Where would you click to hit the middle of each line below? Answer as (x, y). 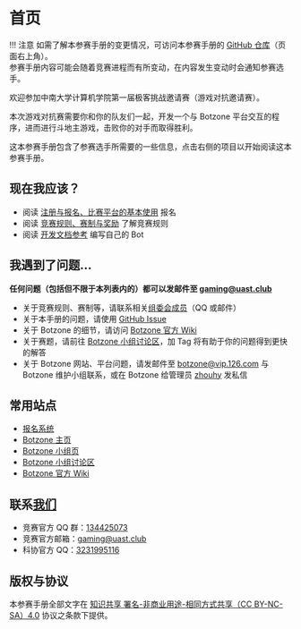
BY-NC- (269, 604)
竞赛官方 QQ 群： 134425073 (75, 528)
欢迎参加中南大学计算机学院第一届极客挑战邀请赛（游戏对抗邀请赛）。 (137, 97)
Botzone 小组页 (51, 451)
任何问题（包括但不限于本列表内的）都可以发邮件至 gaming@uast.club (141, 288)
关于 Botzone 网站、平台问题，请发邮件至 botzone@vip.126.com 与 (146, 363)
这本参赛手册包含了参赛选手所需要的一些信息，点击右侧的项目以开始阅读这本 (150, 146)
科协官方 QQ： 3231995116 (71, 550)
